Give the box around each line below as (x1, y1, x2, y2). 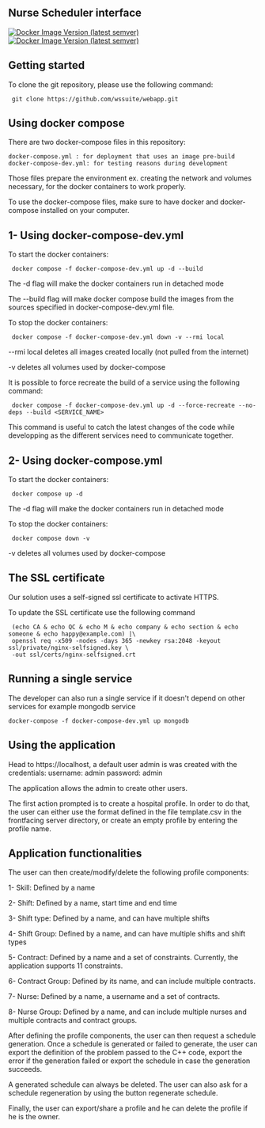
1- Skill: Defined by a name (8, 883, 96, 893)
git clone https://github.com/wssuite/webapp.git (11, 95, 179, 103)
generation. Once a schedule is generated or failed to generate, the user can (8, 1039, 258, 1049)
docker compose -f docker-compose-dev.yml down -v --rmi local (11, 333, 225, 341)
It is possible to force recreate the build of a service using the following (8, 378, 240, 387)
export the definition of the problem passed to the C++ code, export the (8, 1048, 243, 1058)
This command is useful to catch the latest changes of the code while (8, 423, 235, 432)
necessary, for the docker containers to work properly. (8, 182, 187, 192)
